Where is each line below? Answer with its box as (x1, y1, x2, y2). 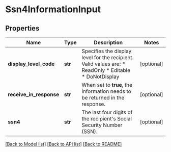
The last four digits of (81, 109, 133, 116)
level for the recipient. (81, 54, 134, 61)
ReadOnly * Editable (81, 67, 131, 73)
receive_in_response (8, 91, 60, 98)
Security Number (81, 121, 123, 129)
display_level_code (8, 60, 55, 67)
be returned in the (81, 94, 125, 101)
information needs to (81, 88, 131, 95)
